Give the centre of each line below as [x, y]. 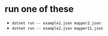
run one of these [39, 9]
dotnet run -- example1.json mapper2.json [56, 23]
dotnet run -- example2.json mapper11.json [57, 28]
